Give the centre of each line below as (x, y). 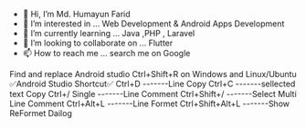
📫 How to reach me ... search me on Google (106, 53)
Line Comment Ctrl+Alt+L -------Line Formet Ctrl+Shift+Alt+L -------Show (150, 103)
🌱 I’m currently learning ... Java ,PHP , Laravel (109, 33)
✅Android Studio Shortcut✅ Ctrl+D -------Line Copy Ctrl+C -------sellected (153, 84)
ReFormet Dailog (41, 113)
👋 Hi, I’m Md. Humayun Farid (76, 14)
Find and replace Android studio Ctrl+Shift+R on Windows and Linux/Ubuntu (153, 74)
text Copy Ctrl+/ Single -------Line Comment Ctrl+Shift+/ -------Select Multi (153, 94)
